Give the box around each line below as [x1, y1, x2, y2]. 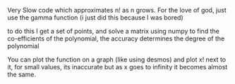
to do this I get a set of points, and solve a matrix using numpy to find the [7, 27, 220, 35]
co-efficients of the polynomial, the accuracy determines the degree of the [7, 34, 225, 43]
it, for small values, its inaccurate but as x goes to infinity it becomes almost [7, 63, 228, 71]
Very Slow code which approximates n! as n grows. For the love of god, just [7, 6, 227, 14]
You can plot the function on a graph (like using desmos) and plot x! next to [7, 55, 227, 64]
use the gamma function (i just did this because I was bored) [7, 13, 183, 22]
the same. [7, 70, 37, 78]
